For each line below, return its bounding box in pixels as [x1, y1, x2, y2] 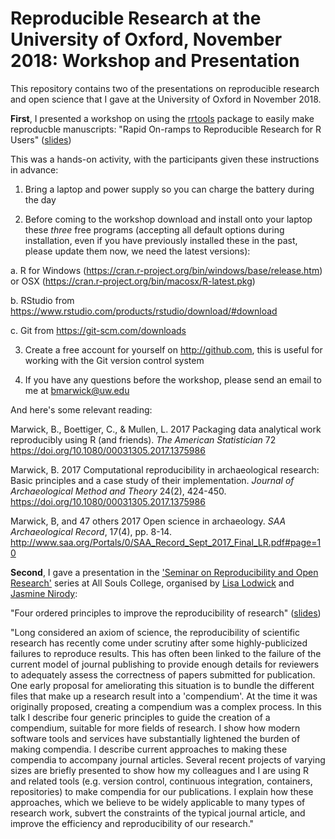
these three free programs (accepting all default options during [24, 223, 285, 236]
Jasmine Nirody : [10, 587, 78, 599]
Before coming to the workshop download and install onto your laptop [24, 213, 313, 225]
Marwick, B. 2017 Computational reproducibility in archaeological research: [10, 463, 320, 476]
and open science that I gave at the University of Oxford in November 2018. [10, 93, 322, 105]
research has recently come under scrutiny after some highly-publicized [10, 637, 308, 649]
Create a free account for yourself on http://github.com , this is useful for [24, 343, 323, 356]
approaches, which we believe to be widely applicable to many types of [10, 796, 306, 808]
